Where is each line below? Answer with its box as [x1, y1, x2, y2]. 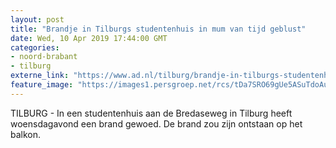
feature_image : [10, 80, 74, 90]
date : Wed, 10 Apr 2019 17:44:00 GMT [10, 33, 168, 43]
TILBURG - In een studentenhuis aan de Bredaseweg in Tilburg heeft [10, 107, 293, 119]
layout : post [10, 14, 65, 25]
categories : [10, 42, 60, 53]
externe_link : [10, 71, 70, 81]
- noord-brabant [10, 52, 78, 62]
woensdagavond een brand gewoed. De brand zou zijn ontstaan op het [10, 117, 303, 130]
